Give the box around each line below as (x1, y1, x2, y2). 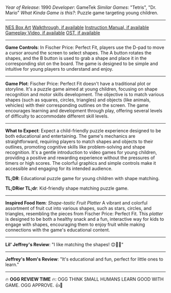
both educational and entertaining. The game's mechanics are (5, 133, 136, 139)
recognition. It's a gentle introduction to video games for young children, (5, 150, 157, 155)
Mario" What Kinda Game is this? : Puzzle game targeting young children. (5, 10, 159, 16)
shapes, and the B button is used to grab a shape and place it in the (5, 55, 147, 61)
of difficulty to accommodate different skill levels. (5, 113, 109, 119)
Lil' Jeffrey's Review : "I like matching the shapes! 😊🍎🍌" (5, 242, 124, 247)
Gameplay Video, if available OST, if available (5, 30, 100, 36)
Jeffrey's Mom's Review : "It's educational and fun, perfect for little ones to (5, 256, 164, 262)
